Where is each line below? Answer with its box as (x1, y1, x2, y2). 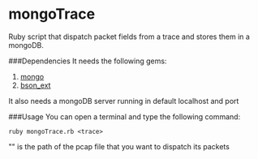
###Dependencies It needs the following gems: (8, 56, 167, 66)
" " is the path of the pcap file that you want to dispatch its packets (8, 141, 230, 151)
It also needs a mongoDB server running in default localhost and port (8, 96, 239, 105)
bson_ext (19, 80, 51, 90)
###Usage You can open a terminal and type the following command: (8, 111, 241, 122)
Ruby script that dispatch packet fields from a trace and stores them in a (8, 32, 250, 41)
